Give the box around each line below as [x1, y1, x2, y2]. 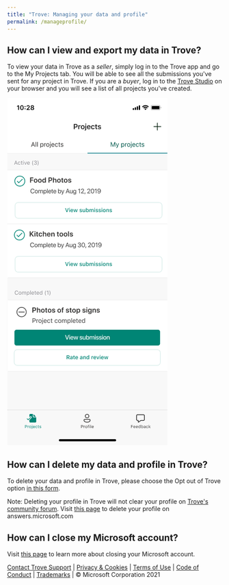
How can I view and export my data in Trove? [7, 44, 202, 56]
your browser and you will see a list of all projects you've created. [7, 84, 192, 92]
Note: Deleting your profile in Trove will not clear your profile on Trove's [7, 497, 208, 506]
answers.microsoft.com [7, 512, 74, 520]
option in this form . [7, 484, 60, 493]
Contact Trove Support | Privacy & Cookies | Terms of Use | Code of [7, 563, 200, 571]
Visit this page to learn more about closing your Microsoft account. [7, 549, 196, 558]
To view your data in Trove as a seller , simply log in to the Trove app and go [7, 62, 220, 71]
